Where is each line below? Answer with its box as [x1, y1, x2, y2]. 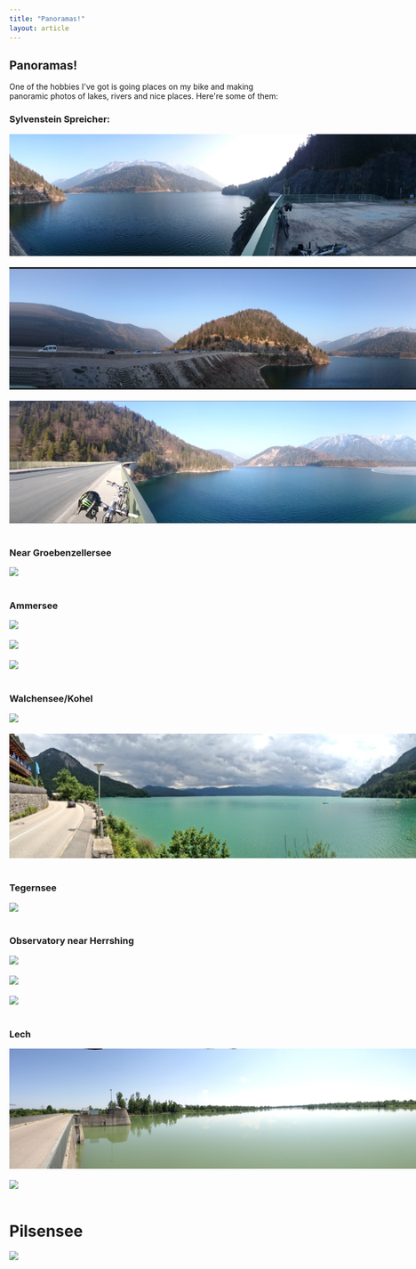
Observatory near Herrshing [9, 935, 135, 948]
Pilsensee [9, 1221, 84, 1241]
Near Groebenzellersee [9, 546, 112, 558]
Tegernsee [9, 882, 58, 894]
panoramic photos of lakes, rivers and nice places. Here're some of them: [9, 91, 278, 102]
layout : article [9, 23, 69, 33]
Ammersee [9, 599, 59, 612]
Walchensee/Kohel [9, 693, 93, 705]
